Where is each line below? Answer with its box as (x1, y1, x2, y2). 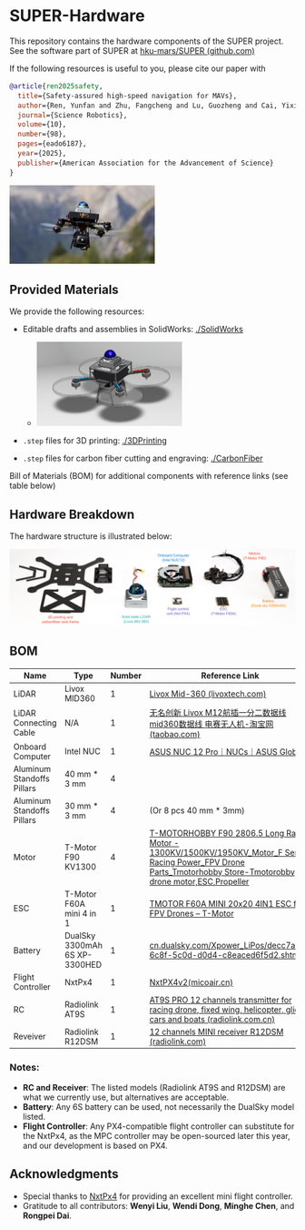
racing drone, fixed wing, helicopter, (149, 1003, 284, 1015)
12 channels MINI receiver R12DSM (149, 1026, 284, 1037)
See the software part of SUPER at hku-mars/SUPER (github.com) (9, 45, 256, 56)
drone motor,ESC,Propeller (149, 876, 250, 887)
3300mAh (64, 940, 103, 951)
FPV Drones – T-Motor (149, 908, 234, 919)
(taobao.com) (149, 728, 201, 739)
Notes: (9, 1062, 40, 1074)
